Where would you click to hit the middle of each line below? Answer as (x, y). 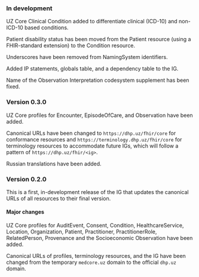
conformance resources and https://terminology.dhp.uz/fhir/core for (94, 139)
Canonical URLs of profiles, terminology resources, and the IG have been (96, 256)
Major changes (25, 212)
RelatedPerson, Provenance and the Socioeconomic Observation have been (99, 238)
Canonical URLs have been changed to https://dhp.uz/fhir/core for (91, 133)
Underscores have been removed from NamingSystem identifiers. (87, 57)
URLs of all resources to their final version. (59, 198)
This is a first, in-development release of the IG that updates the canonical (98, 192)
